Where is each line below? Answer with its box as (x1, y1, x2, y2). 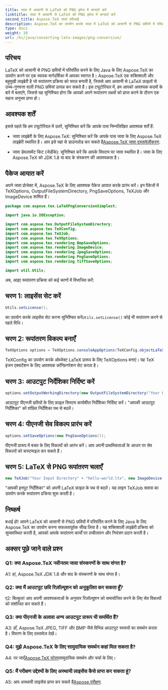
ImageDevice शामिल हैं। (5, 193, 50, 200)
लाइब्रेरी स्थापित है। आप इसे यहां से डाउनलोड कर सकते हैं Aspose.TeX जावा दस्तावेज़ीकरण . (12, 138, 161, 145)
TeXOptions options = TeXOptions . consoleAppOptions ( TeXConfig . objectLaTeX (5, 348, 164, 353)
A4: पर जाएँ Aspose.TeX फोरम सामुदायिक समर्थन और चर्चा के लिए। (5, 654, 116, 660)
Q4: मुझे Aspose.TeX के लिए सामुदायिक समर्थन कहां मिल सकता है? (5, 643, 136, 650)
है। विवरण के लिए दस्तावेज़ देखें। (5, 630, 57, 636)
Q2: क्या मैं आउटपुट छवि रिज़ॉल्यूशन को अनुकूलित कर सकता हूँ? (5, 583, 123, 590)
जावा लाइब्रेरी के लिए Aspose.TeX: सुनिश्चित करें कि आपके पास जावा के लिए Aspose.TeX (12, 133, 162, 139)
